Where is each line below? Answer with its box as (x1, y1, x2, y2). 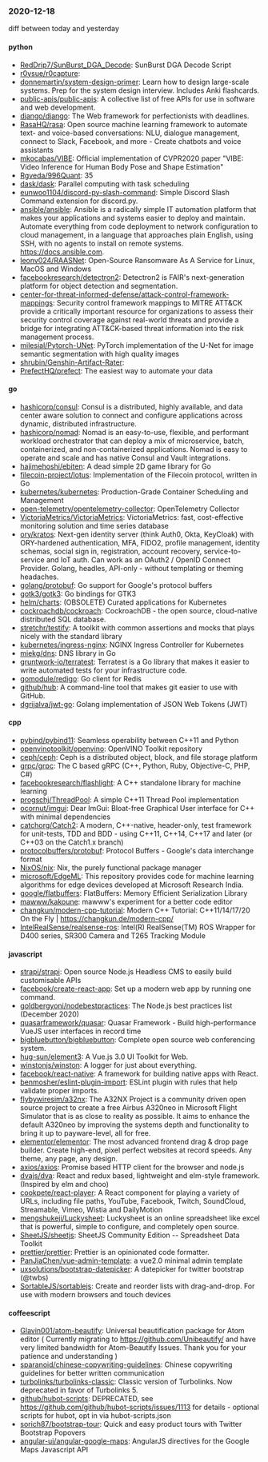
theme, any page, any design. (19, 1154, 118, 1164)
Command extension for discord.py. (19, 196, 138, 206)
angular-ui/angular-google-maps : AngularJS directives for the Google (19, 1436, 250, 1446)
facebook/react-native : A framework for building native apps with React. (19, 1069, 258, 1079)
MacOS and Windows (19, 264, 92, 274)
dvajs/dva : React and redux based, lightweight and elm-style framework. (19, 1171, 261, 1180)
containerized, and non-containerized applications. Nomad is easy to (19, 444, 248, 453)
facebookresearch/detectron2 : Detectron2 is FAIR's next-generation (19, 272, 246, 282)
